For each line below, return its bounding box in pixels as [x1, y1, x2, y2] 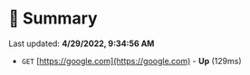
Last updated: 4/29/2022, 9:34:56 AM [8, 38, 155, 49]
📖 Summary [8, 8, 98, 29]
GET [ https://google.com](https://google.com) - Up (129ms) [21, 55, 242, 66]
